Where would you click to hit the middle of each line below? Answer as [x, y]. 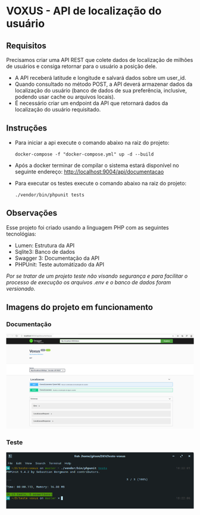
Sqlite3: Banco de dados [45, 252]
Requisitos [26, 46]
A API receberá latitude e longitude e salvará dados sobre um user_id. [100, 78]
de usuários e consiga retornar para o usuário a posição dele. [82, 66]
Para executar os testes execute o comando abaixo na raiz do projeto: [100, 183]
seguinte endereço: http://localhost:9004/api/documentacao [89, 172]
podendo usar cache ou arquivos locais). [65, 97]
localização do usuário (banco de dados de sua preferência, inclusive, [101, 90]
